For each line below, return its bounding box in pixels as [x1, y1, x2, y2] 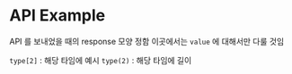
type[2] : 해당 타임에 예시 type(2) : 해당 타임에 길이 [9, 54, 192, 65]
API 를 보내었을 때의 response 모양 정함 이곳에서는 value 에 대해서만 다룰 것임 [9, 36, 285, 46]
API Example [9, 5, 106, 26]
